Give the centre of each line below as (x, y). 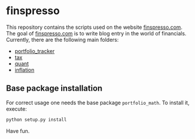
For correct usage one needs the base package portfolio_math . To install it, (98, 102)
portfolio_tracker (34, 51)
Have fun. (18, 131)
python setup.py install (36, 120)
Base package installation (54, 89)
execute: (17, 109)
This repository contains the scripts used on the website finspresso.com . (94, 27)
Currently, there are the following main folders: (63, 39)
